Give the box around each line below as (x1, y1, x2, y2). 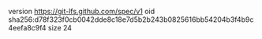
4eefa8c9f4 (8, 23, 47, 32)
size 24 (47, 23, 73, 32)
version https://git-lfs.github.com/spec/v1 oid (8, 7, 155, 16)
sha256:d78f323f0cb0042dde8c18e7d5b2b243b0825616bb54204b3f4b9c (8, 15, 254, 24)
